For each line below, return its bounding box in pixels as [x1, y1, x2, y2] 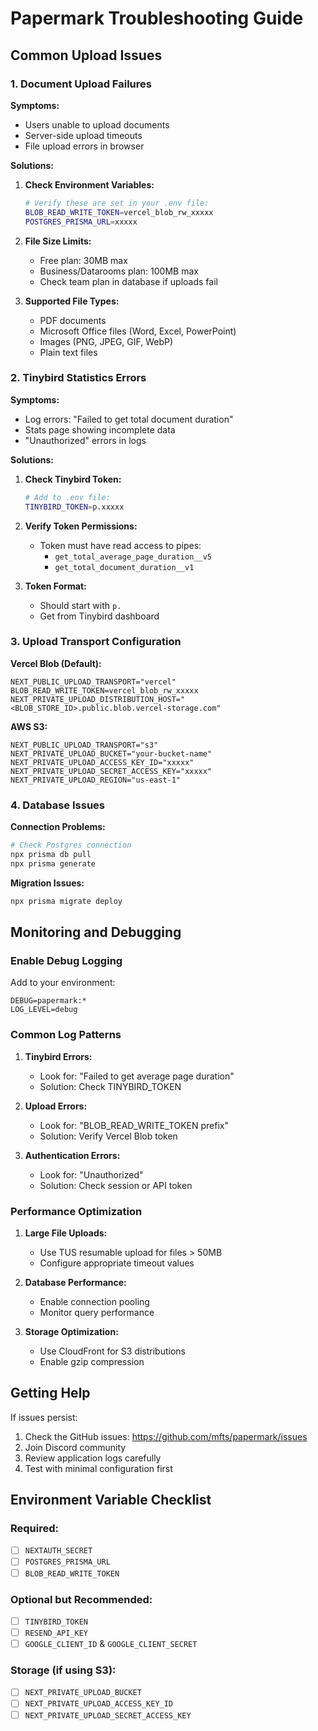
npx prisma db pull [10, 850, 92, 860]
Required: [10, 1522, 60, 1536]
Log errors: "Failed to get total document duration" [24, 413, 234, 425]
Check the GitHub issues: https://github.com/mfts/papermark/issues [24, 1430, 308, 1442]
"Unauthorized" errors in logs [24, 434, 147, 446]
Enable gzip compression [39, 1355, 145, 1367]
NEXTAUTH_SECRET [24, 1546, 93, 1556]
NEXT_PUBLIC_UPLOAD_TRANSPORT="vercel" [10, 677, 177, 687]
